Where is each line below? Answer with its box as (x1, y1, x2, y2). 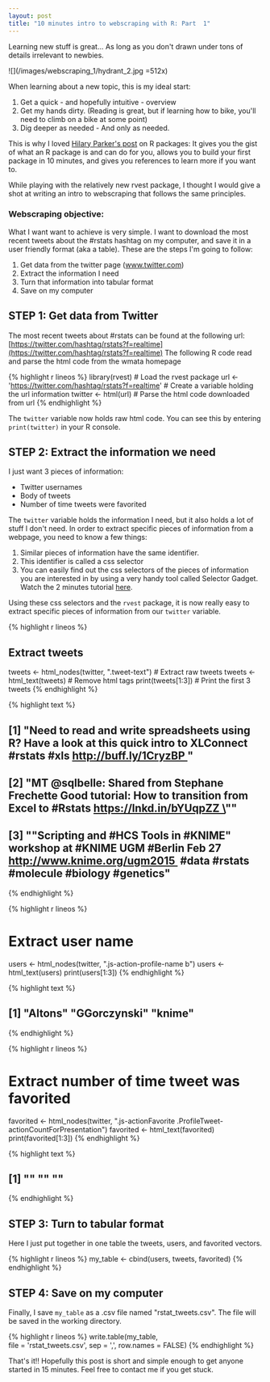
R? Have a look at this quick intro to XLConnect (8, 736, 248, 750)
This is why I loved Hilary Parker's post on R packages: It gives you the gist (8, 138, 258, 148)
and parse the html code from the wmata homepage (8, 356, 181, 366)
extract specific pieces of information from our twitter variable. (8, 607, 222, 617)
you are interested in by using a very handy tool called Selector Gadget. (19, 574, 259, 584)
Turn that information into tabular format (19, 276, 154, 287)
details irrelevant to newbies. (8, 50, 105, 60)
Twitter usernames (19, 482, 83, 492)
